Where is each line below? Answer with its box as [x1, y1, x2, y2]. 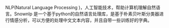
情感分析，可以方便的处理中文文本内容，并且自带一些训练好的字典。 [9, 17, 152, 23]
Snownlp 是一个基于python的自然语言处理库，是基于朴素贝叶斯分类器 [14, 11, 159, 17]
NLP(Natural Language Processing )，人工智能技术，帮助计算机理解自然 [5, 5, 156, 10]
